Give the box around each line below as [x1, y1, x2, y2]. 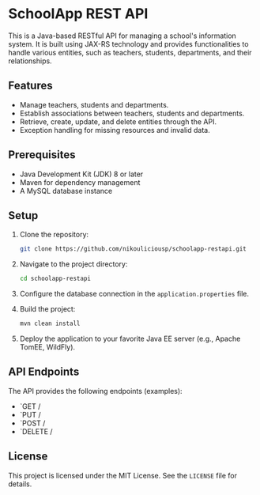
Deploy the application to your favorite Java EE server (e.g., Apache [19, 334, 241, 343]
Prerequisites [8, 148, 76, 162]
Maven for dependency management [19, 177, 141, 187]
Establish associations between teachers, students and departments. [19, 108, 245, 118]
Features [8, 79, 53, 93]
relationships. [8, 56, 53, 66]
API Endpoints [8, 365, 80, 379]
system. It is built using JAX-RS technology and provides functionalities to [8, 39, 249, 48]
